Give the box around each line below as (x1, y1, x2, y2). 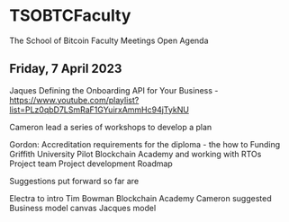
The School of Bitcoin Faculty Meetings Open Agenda (9, 35, 209, 46)
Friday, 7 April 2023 (9, 61, 122, 76)
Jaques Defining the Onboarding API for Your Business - (9, 84, 219, 95)
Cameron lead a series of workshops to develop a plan (9, 121, 212, 132)
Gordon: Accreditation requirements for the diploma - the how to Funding (9, 138, 281, 149)
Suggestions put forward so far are (9, 175, 140, 186)
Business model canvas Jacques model (9, 202, 157, 213)
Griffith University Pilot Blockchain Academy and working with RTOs (9, 148, 262, 159)
